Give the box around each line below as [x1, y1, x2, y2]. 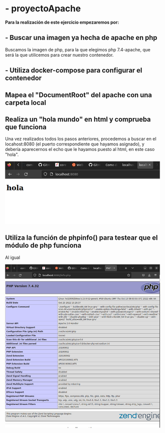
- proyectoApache [5, 3, 81, 14]
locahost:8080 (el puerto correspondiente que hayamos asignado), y [5, 141, 145, 147]
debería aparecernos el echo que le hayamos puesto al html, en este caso [5, 146, 155, 152]
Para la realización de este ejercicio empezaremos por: [5, 19, 119, 25]
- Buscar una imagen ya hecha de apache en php [5, 34, 158, 42]
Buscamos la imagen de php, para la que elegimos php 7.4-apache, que [5, 46, 151, 52]
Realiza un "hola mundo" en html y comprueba [5, 115, 151, 123]
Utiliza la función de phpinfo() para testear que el [5, 234, 158, 242]
